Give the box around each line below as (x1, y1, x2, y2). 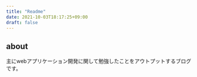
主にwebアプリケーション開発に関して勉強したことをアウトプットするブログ (6, 58, 192, 65)
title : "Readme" (6, 8, 46, 15)
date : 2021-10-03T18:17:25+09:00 (6, 14, 88, 20)
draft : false (6, 19, 38, 25)
